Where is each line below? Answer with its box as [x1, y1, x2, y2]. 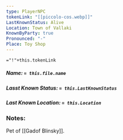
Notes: [6, 114, 26, 122]
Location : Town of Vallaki [6, 25, 72, 31]
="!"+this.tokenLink [6, 57, 57, 63]
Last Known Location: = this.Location [6, 99, 101, 106]
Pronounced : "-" [6, 36, 46, 42]
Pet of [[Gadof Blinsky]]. [6, 127, 65, 134]
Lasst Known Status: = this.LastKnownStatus [6, 84, 117, 91]
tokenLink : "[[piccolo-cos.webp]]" [6, 14, 93, 20]
